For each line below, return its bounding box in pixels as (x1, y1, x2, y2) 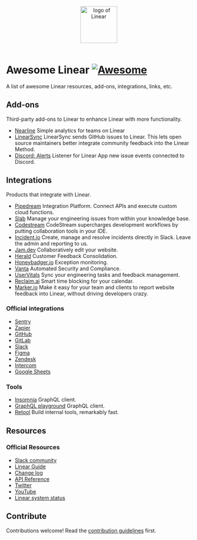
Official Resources (6, 443, 60, 452)
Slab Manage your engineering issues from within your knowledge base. (14, 215, 191, 222)
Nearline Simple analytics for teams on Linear (14, 127, 125, 134)
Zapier (14, 324, 31, 331)
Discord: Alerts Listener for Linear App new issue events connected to (14, 152, 185, 159)
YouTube (14, 488, 36, 495)
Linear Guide (14, 463, 46, 470)
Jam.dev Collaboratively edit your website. (14, 246, 119, 253)
